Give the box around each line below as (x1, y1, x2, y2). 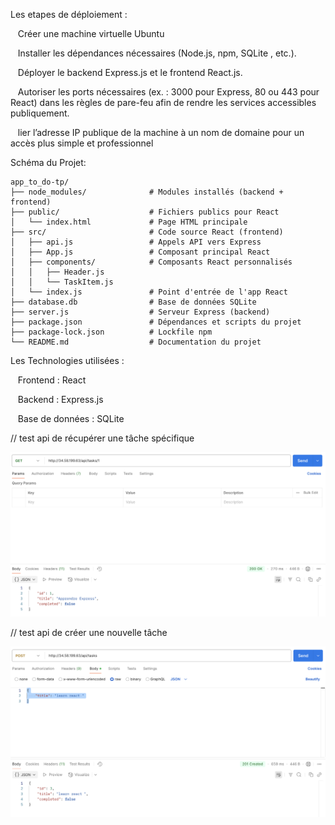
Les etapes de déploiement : (10, 9, 128, 20)
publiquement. (10, 107, 70, 119)
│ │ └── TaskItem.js (10, 277, 114, 287)
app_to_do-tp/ (10, 177, 70, 187)
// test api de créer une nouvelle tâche (10, 627, 168, 639)
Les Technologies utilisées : (10, 355, 125, 366)
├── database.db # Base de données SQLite (10, 297, 257, 307)
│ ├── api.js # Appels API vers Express (10, 237, 262, 247)
